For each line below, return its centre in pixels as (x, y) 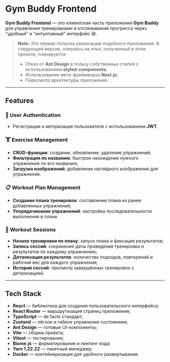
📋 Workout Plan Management (43, 187)
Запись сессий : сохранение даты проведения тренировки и (78, 246)
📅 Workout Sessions (31, 230)
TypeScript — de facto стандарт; (48, 316)
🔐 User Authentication (33, 115)
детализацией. (28, 273)
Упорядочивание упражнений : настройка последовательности (82, 211)
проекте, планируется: (42, 54)
